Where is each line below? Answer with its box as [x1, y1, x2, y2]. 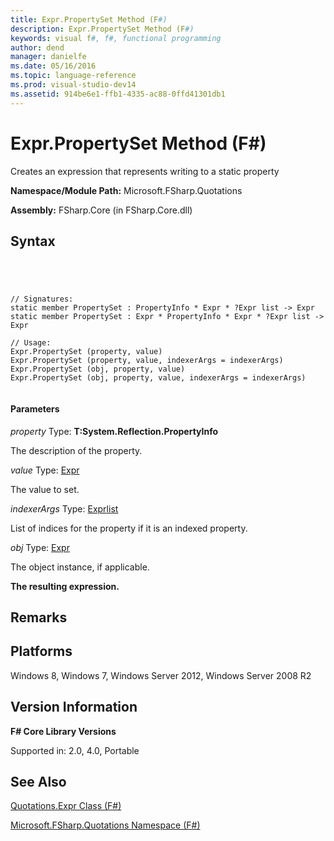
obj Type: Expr [10, 541, 70, 553]
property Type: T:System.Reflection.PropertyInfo [10, 425, 219, 437]
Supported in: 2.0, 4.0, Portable [10, 744, 140, 756]
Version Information [10, 699, 138, 716]
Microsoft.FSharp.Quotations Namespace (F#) [10, 819, 201, 831]
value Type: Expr [10, 464, 80, 476]
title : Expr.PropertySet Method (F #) [10, 14, 168, 25]
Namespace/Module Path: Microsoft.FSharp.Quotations [10, 184, 243, 196]
